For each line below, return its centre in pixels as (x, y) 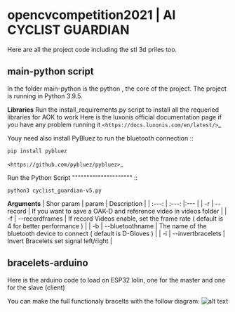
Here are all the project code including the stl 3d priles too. (92, 49)
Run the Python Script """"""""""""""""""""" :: (73, 177)
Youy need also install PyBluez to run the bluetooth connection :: (101, 138)
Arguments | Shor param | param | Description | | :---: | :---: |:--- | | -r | (110, 203)
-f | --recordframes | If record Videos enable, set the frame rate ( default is (115, 219)
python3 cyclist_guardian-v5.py (54, 190)
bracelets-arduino (48, 263)
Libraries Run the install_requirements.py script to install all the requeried (113, 110)
